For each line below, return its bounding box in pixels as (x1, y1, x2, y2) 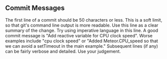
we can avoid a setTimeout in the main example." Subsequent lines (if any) (5, 43, 159, 49)
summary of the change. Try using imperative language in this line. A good (5, 27, 159, 33)
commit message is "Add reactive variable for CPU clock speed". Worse (5, 32, 153, 38)
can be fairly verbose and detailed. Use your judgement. (5, 48, 121, 54)
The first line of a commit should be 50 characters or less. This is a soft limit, (5, 17, 163, 23)
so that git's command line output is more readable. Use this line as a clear (5, 22, 159, 28)
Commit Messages (5, 4, 65, 12)
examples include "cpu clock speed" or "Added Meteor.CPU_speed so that (5, 38, 159, 44)
